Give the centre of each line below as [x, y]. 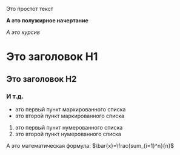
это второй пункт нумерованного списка [68, 134]
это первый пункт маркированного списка [70, 109]
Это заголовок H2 [42, 79]
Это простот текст [30, 9]
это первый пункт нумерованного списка [69, 127]
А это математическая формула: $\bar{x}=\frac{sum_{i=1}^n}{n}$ [90, 145]
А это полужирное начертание [48, 20]
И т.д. [15, 96]
